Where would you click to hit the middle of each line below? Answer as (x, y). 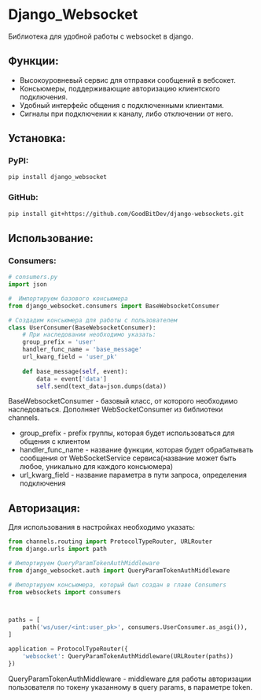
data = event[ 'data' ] (72, 379)
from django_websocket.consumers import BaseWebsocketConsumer (114, 306)
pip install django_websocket (58, 177)
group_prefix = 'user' (59, 342)
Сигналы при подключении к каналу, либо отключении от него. (126, 114)
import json (28, 285)
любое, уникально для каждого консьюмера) (96, 467)
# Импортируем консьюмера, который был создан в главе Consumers (117, 585)
